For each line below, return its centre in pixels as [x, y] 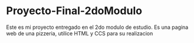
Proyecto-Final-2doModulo [74, 11]
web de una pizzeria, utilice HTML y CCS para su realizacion [80, 33]
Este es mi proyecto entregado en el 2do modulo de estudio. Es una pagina [97, 27]
